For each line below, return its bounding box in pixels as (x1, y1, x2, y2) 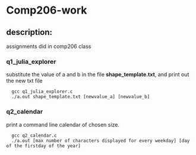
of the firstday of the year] (6, 143, 81, 148)
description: (6, 27, 52, 37)
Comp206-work (6, 4, 87, 17)
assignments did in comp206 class (6, 43, 91, 50)
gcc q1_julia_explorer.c (11, 89, 73, 95)
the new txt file (6, 77, 43, 85)
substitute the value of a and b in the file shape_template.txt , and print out (6, 71, 189, 78)
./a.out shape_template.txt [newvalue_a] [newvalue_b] (11, 94, 150, 100)
